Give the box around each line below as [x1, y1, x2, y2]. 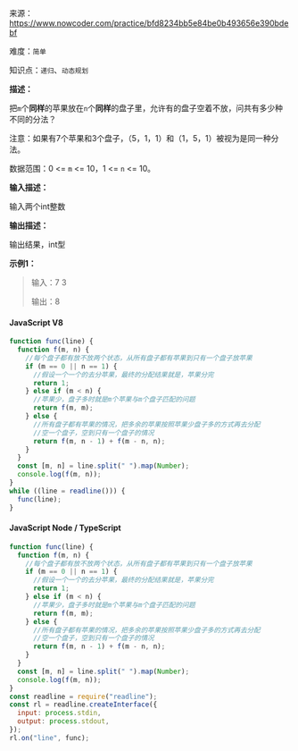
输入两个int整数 [9, 201, 66, 212]
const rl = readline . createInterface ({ [9, 700, 158, 709]
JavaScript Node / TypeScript [9, 522, 122, 534]
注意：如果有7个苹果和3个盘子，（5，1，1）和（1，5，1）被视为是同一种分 [9, 133, 279, 143]
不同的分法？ [9, 114, 56, 124]
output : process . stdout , [17, 717, 110, 726]
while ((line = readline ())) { [9, 486, 126, 495]
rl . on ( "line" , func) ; [9, 733, 90, 742]
